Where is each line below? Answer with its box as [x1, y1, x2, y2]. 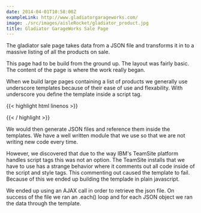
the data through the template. [6, 200, 82, 207]
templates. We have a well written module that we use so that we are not [6, 132, 185, 139]
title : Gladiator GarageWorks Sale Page [6, 25, 109, 32]
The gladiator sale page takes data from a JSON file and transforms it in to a [6, 42, 194, 49]
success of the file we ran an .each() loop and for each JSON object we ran [6, 193, 193, 201]
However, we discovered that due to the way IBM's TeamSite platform [6, 150, 179, 157]
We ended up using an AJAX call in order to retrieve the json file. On [6, 187, 175, 194]
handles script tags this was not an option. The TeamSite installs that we [6, 157, 185, 164]
